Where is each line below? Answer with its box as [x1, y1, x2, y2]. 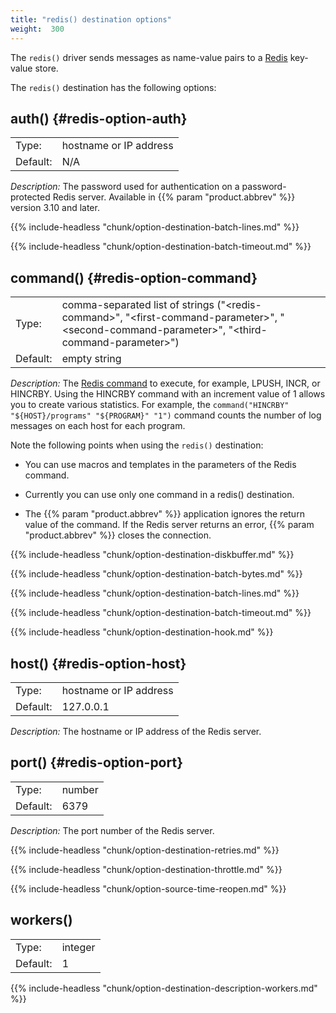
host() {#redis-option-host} [10, 655, 187, 672]
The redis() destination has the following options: [10, 81, 217, 93]
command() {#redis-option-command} [10, 269, 258, 286]
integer [61, 940, 96, 954]
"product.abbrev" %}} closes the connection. [24, 529, 212, 541]
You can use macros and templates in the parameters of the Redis [24, 459, 297, 471]
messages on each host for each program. [10, 420, 186, 432]
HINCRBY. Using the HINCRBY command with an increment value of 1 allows [10, 388, 326, 400]
